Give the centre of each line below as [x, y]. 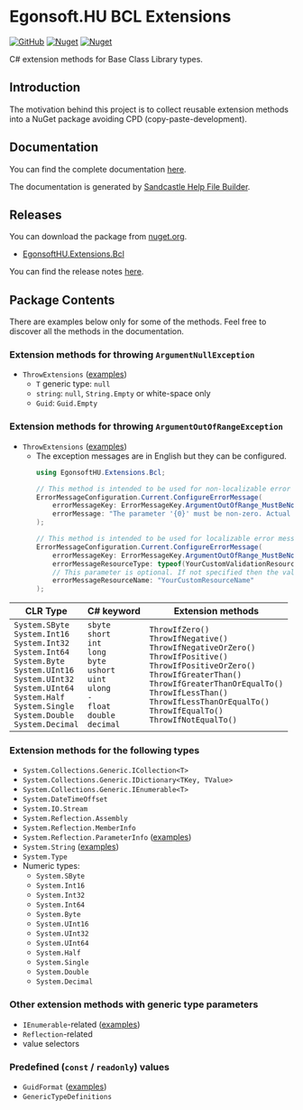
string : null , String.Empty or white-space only [123, 394]
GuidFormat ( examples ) [64, 1087]
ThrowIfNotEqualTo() [193, 720]
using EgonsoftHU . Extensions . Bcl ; [101, 472]
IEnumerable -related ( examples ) [81, 1024]
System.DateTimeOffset [65, 800]
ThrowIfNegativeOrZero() [202, 648]
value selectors [50, 1043]
